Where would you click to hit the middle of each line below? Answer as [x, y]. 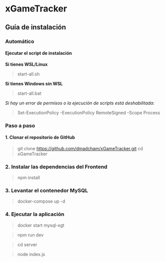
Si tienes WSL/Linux [26, 64]
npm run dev [30, 235]
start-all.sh [28, 74]
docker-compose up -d [41, 201]
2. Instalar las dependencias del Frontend [56, 167]
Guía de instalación [36, 27]
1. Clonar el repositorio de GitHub [40, 137]
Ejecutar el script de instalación [39, 53]
